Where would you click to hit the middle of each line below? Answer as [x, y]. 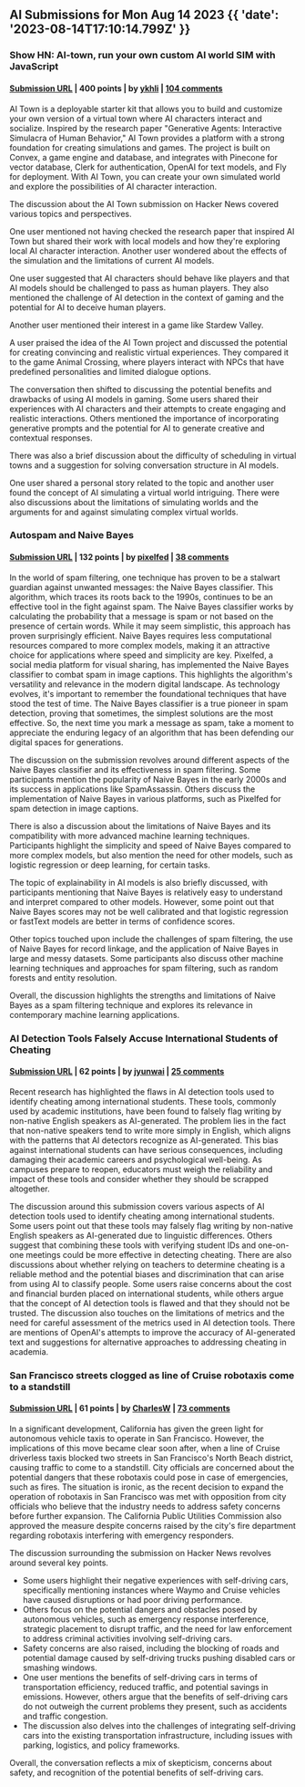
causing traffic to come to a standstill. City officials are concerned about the [152, 1467]
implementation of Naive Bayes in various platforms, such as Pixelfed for [146, 798]
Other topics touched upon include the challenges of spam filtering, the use [151, 939]
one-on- [274, 1245]
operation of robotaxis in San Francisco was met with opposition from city [148, 1496]
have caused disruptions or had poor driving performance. [132, 1599]
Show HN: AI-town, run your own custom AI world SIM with [142, 56]
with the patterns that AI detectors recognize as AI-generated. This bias [144, 1140]
